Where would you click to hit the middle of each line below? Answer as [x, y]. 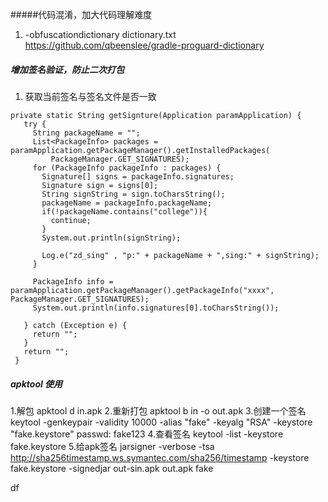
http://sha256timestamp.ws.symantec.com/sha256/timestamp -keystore [160, 457]
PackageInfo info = [73, 281]
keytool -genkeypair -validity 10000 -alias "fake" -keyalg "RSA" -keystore [161, 422]
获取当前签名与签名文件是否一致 [90, 96]
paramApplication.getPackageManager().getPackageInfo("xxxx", [142, 290]
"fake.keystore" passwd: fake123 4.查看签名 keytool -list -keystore [147, 434]
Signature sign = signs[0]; [100, 185]
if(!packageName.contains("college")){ [124, 211]
